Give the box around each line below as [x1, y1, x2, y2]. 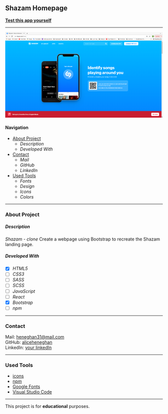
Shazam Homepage [5, 4, 68, 12]
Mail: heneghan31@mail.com [5, 334, 64, 340]
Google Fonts [12, 383, 40, 389]
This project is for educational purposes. [5, 403, 90, 409]
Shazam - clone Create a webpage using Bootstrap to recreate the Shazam [5, 236, 160, 242]
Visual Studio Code [12, 389, 52, 395]
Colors [19, 194, 34, 200]
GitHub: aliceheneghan [5, 339, 52, 345]
